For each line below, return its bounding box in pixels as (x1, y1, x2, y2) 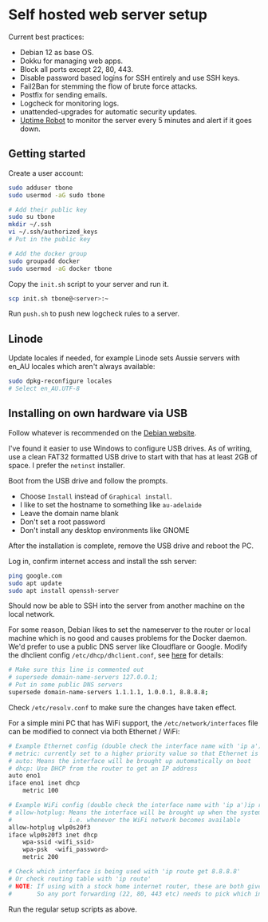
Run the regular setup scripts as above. (8, 904, 137, 914)
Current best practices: (8, 32, 85, 42)
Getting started (8, 147, 86, 161)
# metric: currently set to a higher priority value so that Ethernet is (8, 749, 259, 757)
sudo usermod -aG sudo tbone (8, 191, 105, 199)
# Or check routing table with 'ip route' (8, 875, 152, 883)
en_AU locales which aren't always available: (8, 362, 156, 372)
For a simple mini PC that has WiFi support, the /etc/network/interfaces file (8, 717, 258, 728)
